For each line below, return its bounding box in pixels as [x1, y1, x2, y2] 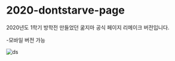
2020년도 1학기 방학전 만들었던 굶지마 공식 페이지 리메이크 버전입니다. [6, 24, 170, 31]
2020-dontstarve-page [6, 4, 125, 17]
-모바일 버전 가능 [6, 36, 46, 43]
